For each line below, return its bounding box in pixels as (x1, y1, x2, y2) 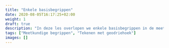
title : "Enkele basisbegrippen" (5, 7, 73, 12)
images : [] (5, 35, 28, 40)
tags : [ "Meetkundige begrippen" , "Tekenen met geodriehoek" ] (5, 30, 136, 35)
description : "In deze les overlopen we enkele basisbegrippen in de (5, 26, 154, 31)
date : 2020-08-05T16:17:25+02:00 (5, 12, 75, 17)
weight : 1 (5, 16, 26, 21)
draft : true (5, 21, 30, 26)
